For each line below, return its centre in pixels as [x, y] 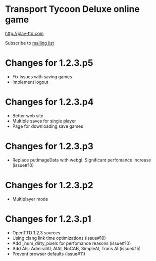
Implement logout [30, 82]
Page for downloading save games [48, 126]
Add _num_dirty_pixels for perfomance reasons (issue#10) [72, 243]
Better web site [28, 115]
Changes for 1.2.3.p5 [49, 63]
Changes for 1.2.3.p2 [49, 185]
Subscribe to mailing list [30, 43]
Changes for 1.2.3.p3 [49, 146]
